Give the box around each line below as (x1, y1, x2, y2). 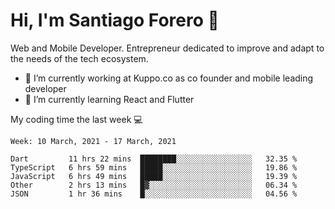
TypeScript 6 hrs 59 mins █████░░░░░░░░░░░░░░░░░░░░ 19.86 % (10, 162, 298, 173)
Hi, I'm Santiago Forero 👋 (10, 9, 220, 32)
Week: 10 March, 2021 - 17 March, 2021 (10, 136, 177, 146)
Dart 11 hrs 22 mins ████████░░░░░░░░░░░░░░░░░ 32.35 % (10, 154, 298, 164)
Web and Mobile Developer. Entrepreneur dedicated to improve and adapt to (10, 42, 325, 54)
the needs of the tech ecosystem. (10, 52, 149, 64)
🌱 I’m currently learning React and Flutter (24, 93, 195, 105)
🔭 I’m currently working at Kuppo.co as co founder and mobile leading (24, 72, 314, 84)
